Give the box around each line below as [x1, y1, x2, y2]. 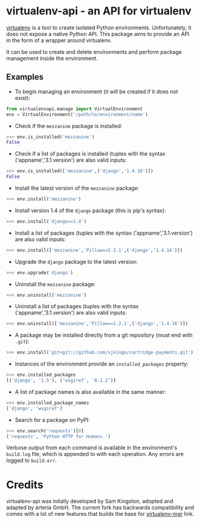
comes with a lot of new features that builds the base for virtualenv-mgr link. [6, 510, 195, 518]
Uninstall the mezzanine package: [14, 280, 96, 288]
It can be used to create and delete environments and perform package [6, 48, 182, 55]
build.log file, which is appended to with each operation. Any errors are [6, 451, 184, 458]
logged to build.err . [6, 457, 57, 464]
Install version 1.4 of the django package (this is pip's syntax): [14, 206, 166, 214]
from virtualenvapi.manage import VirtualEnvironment [6, 106, 143, 112]
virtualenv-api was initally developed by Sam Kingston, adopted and [6, 498, 174, 505]
